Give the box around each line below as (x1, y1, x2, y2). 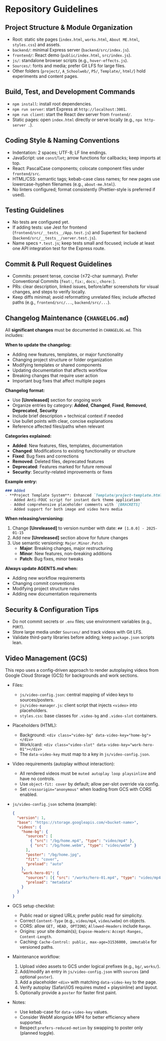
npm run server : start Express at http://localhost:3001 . (12, 106, 127, 112)
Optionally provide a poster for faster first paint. (19, 989, 117, 995)
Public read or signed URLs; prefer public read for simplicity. (19, 912, 143, 918)
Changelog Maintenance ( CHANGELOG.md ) (5, 314, 129, 322)
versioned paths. (19, 944, 54, 950)
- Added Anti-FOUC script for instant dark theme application (9, 497, 140, 502)
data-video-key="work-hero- (96, 743, 155, 748)
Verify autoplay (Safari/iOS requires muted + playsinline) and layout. (19, 984, 158, 990)
